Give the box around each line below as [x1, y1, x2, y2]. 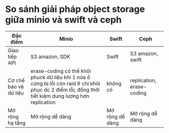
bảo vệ [8, 83, 24, 90]
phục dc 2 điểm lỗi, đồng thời [30, 86, 100, 93]
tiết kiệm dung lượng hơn [30, 92, 90, 99]
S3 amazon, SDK [30, 53, 70, 60]
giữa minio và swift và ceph [5, 14, 122, 25]
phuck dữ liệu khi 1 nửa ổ [30, 73, 91, 80]
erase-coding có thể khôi [30, 67, 92, 74]
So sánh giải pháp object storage [5, 3, 145, 15]
